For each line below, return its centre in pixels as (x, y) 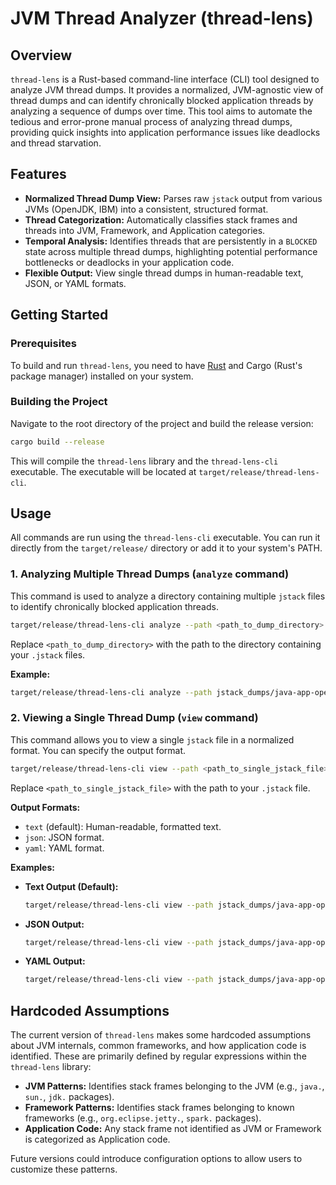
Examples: (32, 867)
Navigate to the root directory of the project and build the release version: (162, 423)
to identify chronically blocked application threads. (114, 606)
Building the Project (59, 402)
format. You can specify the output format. (98, 750)
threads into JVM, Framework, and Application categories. (145, 230)
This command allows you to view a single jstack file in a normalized (152, 739)
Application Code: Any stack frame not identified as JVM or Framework (173, 1129)
